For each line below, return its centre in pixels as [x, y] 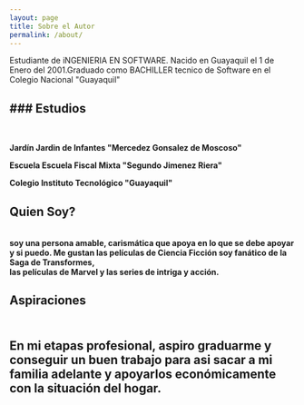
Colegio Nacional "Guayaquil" [65, 80]
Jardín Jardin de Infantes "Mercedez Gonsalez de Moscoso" [126, 148]
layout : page [34, 18]
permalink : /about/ [46, 35]
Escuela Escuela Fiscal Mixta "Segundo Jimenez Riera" [116, 165]
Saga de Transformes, [52, 262]
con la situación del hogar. [85, 388]
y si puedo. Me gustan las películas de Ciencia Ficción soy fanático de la [148, 252]
